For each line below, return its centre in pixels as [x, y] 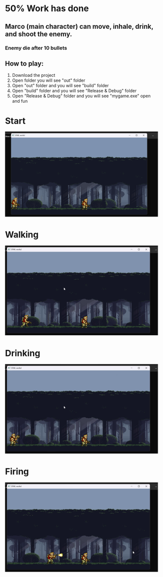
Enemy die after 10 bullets [36, 48]
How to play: [24, 63]
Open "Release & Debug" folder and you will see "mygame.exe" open [81, 96]
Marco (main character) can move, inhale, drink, [79, 27]
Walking [22, 235]
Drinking [23, 353]
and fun [20, 101]
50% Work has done [47, 9]
